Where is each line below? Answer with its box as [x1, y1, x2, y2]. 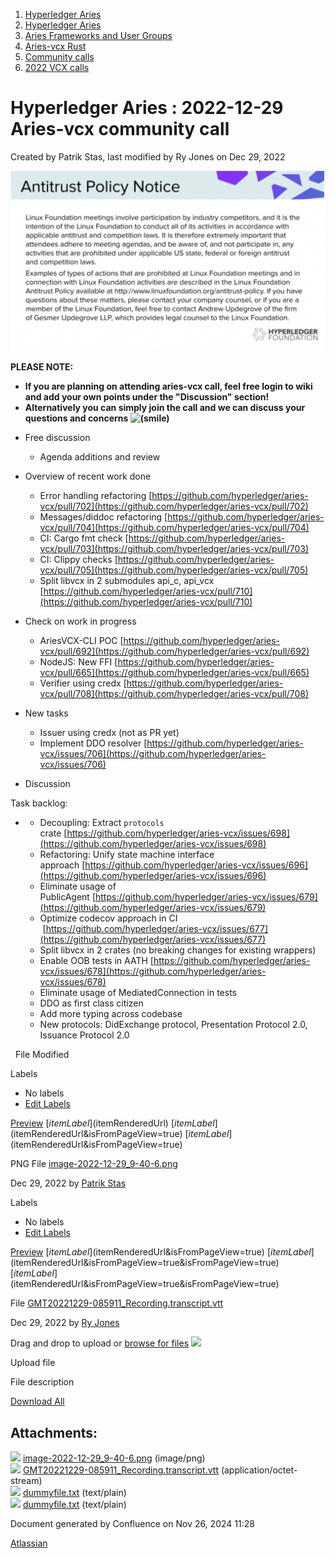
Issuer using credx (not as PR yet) [39, 727, 180, 739]
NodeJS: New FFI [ [39, 656, 118, 668]
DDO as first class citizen [39, 997, 144, 1009]
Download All [10, 1395, 65, 1408]
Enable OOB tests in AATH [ [39, 955, 154, 967]
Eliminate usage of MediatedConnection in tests [39, 987, 237, 999]
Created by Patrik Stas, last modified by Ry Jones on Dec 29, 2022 [10, 150, 286, 163]
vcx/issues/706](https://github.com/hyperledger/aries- [39, 748, 267, 760]
